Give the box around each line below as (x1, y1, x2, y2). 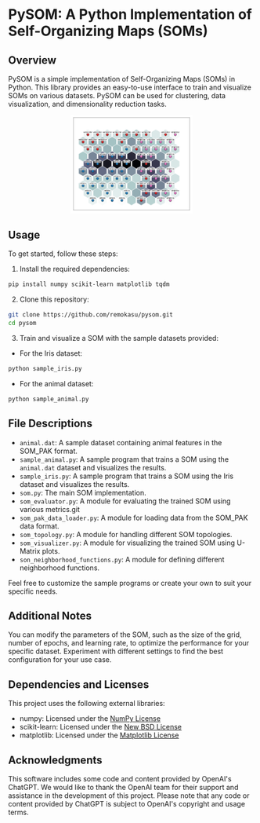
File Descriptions (8, 417, 92, 430)
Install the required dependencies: (19, 265, 131, 274)
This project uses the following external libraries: (8, 699, 166, 708)
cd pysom (8, 320, 37, 327)
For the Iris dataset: (19, 349, 83, 358)
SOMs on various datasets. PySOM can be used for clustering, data (8, 91, 226, 100)
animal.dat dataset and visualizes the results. (19, 463, 167, 472)
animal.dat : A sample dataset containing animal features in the (19, 437, 222, 447)
